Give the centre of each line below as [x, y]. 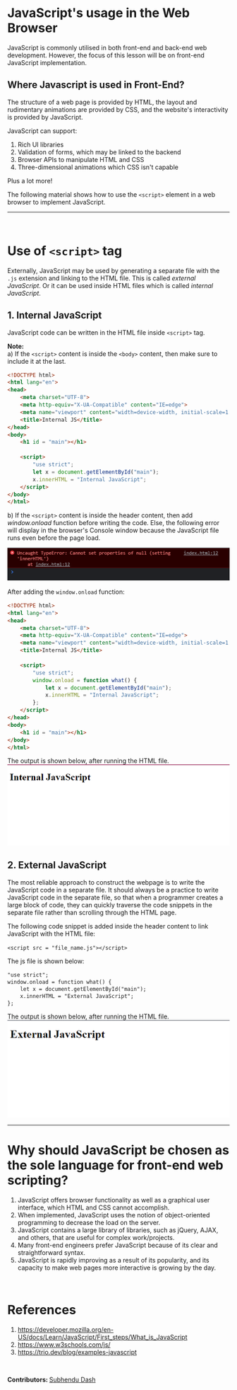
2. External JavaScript [57, 865]
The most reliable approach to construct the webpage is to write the [106, 882]
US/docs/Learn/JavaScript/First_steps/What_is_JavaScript [102, 1337]
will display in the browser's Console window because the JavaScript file [113, 530]
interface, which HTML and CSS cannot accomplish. [93, 1207]
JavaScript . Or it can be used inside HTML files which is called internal [110, 285]
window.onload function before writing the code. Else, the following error [114, 523]
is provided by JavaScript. [45, 117]
